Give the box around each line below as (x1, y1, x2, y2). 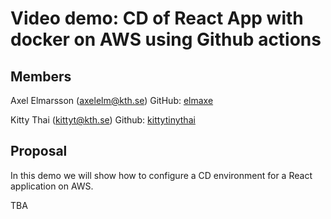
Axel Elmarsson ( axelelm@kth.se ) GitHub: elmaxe (10, 95, 214, 106)
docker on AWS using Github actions (10, 28, 322, 51)
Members (10, 68, 72, 85)
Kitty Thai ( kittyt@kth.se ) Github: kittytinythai (10, 114, 196, 126)
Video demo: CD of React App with (10, 7, 304, 30)
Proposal (10, 143, 68, 160)
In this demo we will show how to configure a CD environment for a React (10, 169, 313, 181)
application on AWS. (10, 180, 94, 192)
